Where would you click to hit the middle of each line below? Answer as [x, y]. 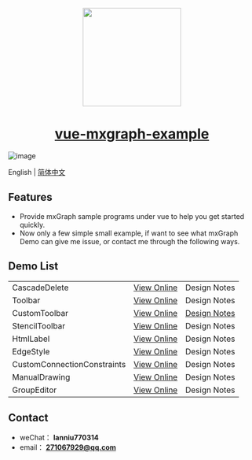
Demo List [33, 267]
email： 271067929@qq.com [68, 447]
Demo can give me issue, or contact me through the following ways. [130, 241]
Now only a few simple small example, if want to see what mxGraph [129, 233]
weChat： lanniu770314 [59, 438]
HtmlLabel [31, 339]
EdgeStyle [31, 351]
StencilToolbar [39, 325]
